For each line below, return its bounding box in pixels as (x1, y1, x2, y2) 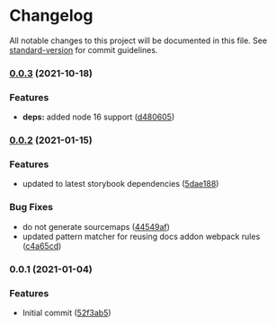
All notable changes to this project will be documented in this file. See (9, 35, 268, 46)
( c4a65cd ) (22, 240, 62, 251)
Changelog (9, 5, 93, 26)
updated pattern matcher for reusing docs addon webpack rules (22, 231, 261, 242)
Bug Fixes (9, 201, 54, 214)
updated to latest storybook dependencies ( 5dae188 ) (22, 179, 219, 189)
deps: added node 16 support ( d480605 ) (22, 111, 175, 122)
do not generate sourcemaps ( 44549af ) (22, 221, 171, 232)
